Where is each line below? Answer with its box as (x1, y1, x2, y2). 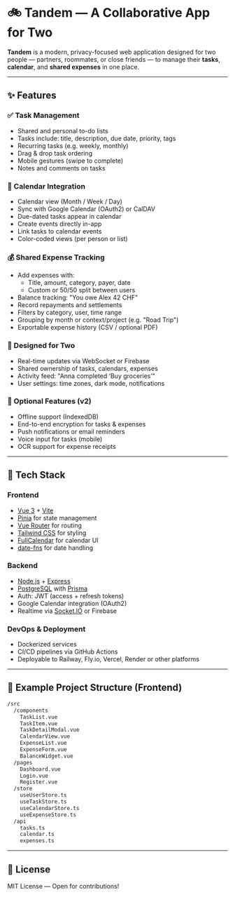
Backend (7, 561, 38, 571)
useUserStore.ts (20, 792, 68, 799)
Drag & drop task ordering (17, 149, 93, 157)
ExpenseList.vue (20, 740, 68, 747)
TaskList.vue (20, 713, 58, 720)
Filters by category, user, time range (17, 309, 122, 317)
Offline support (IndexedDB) (17, 412, 99, 421)
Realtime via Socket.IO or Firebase (17, 607, 117, 615)
